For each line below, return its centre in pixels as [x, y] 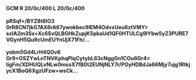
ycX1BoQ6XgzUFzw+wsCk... [42, 71]
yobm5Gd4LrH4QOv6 [33, 52]
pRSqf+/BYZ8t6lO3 [30, 21]
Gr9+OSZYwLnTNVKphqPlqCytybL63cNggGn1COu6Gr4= [78, 58]
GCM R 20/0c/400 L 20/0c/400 [45, 8]
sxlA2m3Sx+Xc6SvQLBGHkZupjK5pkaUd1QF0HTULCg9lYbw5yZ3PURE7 [97, 34]
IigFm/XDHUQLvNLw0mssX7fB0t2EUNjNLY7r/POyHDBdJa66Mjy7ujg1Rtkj [98, 65]
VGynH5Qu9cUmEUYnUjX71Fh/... [48, 40]
